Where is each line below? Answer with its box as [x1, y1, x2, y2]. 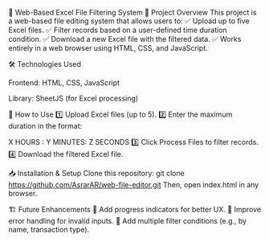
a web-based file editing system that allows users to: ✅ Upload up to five [8, 16, 251, 26]
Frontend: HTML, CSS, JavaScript [8, 78, 120, 88]
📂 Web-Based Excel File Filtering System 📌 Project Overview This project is [8, 8, 257, 17]
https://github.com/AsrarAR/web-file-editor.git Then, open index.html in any [8, 180, 259, 189]
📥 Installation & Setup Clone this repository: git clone [8, 169, 185, 178]
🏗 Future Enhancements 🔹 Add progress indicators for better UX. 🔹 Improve [8, 205, 262, 214]
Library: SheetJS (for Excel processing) [8, 93, 139, 103]
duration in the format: [8, 121, 83, 130]
